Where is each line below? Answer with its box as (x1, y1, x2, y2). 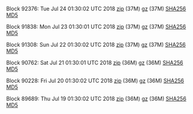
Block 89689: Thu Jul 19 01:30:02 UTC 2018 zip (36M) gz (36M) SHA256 (6, 95, 187, 102)
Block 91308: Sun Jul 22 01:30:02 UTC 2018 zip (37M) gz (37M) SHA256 (6, 41, 186, 48)
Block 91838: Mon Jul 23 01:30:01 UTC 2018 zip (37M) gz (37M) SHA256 (6, 23, 186, 30)
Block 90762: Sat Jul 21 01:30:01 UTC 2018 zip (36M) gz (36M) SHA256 (6, 59, 183, 66)
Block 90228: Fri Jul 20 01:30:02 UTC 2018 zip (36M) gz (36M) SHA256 (6, 77, 185, 84)
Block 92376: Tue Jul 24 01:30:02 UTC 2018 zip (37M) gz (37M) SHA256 (6, 5, 186, 12)
